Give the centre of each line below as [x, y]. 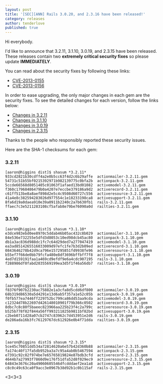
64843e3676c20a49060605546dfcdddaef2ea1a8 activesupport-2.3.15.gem [78, 364]
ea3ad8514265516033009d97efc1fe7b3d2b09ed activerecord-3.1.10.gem [76, 246]
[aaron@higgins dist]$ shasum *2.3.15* [46, 342]
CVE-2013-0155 [28, 81]
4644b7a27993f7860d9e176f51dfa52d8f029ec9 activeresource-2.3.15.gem [79, 360]
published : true [22, 28]
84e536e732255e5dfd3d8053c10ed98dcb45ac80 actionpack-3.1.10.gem [74, 238]
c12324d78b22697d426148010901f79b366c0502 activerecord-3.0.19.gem [76, 303]
